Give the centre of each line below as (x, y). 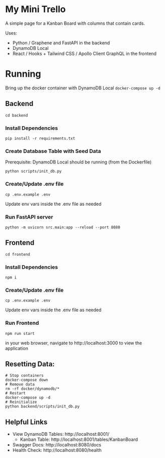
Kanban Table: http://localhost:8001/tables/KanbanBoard (79, 439)
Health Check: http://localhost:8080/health (57, 450)
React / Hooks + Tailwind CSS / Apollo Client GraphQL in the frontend (85, 53)
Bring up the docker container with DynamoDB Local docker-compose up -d (83, 88)
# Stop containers (24, 376)
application (17, 348)
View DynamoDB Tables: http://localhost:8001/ (61, 434)
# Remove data (20, 384)
